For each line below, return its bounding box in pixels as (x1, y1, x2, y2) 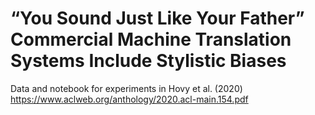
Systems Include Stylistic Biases (10, 50, 287, 72)
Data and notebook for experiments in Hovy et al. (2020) (10, 82, 243, 94)
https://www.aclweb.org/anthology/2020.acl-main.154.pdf (10, 93, 249, 105)
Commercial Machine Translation (10, 28, 292, 51)
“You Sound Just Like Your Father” (10, 7, 305, 30)
